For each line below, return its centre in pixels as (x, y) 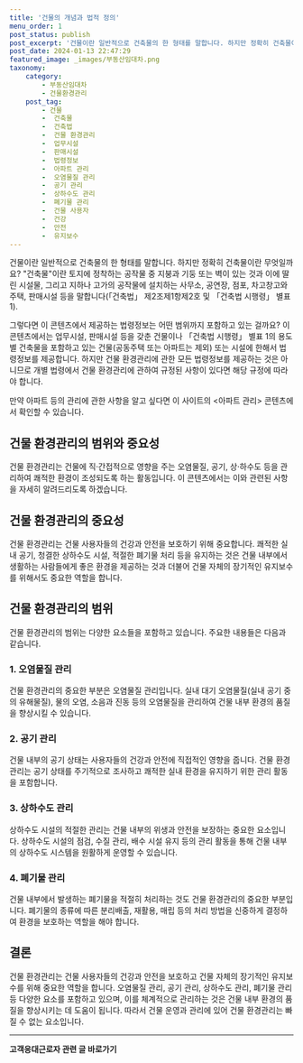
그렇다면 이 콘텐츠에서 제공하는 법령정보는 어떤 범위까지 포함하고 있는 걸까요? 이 (150, 325)
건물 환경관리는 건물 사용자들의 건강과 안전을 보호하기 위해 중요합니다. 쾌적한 (144, 544)
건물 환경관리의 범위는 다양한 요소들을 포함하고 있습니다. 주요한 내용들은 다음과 (148, 632)
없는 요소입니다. (56, 1021)
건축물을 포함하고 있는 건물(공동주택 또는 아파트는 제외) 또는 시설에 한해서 (148, 347)
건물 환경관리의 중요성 (67, 520)
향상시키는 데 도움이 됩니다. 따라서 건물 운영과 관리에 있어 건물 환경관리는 (155, 1010)
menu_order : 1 (36, 26)
